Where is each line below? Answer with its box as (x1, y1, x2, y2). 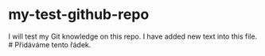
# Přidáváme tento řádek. (8, 39, 92, 49)
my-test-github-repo (8, 6, 150, 24)
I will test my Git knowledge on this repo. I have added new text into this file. (8, 32, 258, 41)
